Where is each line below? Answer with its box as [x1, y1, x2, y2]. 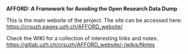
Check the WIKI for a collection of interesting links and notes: [6, 35, 158, 41]
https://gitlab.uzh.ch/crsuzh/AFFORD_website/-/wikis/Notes [6, 41, 155, 48]
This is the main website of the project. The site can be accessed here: [6, 17, 183, 23]
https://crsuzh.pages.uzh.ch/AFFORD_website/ [6, 23, 123, 30]
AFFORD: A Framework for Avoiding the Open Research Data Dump [6, 5, 178, 12]
